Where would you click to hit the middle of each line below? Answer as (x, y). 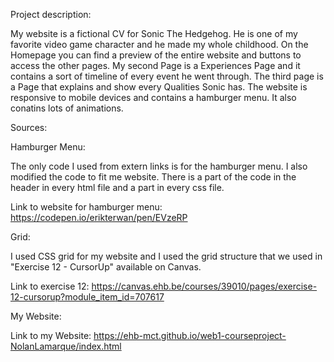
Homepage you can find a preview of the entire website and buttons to (156, 55)
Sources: (29, 127)
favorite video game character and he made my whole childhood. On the (159, 44)
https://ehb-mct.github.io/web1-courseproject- (190, 335)
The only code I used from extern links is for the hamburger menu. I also (159, 166)
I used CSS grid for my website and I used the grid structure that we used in (166, 256)
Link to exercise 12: (50, 286)
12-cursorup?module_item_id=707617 (87, 297)
